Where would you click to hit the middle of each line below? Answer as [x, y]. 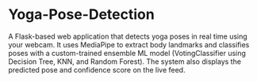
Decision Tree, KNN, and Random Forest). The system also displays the [125, 61]
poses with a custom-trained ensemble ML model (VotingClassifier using [127, 53]
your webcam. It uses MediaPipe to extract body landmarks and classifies [129, 44]
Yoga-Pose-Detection [81, 15]
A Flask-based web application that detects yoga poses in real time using [128, 36]
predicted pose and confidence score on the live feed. [97, 69]
